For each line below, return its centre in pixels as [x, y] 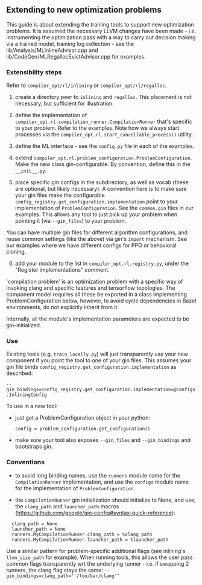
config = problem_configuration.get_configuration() [83, 429]
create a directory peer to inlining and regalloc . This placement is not [103, 97]
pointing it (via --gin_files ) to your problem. [71, 221]
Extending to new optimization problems [84, 10]
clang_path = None [35, 524]
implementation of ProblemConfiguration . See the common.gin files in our [104, 208]
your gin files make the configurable [60, 195]
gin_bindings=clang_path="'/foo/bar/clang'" [63, 576]
